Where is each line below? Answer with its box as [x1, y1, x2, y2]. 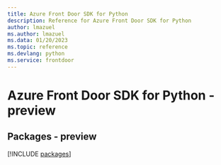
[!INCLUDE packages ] [7, 149, 72, 158]
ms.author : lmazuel [7, 30, 65, 38]
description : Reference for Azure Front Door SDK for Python [7, 17, 192, 24]
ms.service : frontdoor [7, 57, 74, 64]
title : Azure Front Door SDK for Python [7, 10, 129, 18]
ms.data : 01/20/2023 [7, 37, 69, 44]
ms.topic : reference [7, 43, 69, 50]
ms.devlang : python [7, 50, 65, 58]
